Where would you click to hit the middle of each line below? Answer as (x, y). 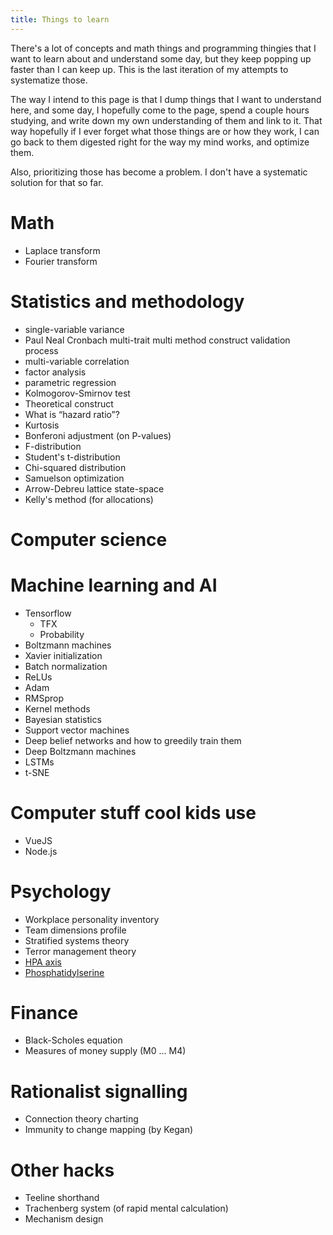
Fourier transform (61, 261)
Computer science (89, 539)
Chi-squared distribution (75, 467)
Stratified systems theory (77, 940)
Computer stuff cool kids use (133, 812)
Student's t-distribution (72, 457)
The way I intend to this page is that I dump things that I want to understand (166, 99)
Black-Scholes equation (73, 1040)
